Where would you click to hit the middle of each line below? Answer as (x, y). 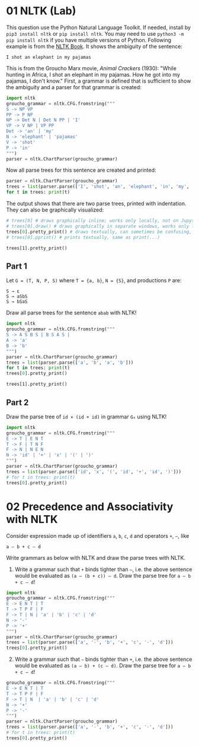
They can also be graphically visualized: (55, 210)
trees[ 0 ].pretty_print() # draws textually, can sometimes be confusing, (99, 232)
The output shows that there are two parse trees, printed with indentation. (96, 204)
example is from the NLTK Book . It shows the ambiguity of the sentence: (94, 46)
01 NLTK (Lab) (41, 11)
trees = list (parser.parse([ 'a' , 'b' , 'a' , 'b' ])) (70, 363)
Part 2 (17, 402)
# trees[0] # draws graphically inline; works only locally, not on (92, 221)
